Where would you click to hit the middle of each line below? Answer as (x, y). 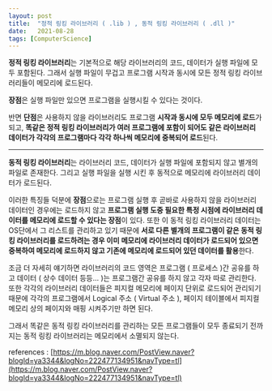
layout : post (30, 16)
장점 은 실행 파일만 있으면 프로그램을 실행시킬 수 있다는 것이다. (106, 100)
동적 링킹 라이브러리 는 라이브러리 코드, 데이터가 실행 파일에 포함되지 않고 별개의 (133, 162)
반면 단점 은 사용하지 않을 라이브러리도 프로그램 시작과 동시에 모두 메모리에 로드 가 (135, 118)
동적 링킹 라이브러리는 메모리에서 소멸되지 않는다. (101, 336)
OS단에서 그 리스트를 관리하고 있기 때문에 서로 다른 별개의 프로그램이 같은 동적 (131, 230)
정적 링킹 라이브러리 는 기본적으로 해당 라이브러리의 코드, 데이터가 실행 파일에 (129, 62)
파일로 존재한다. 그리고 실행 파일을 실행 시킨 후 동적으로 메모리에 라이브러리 (127, 173)
